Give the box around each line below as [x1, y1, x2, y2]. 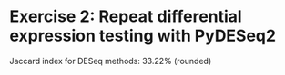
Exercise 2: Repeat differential [9, 6, 243, 27]
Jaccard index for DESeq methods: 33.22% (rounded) [9, 55, 212, 66]
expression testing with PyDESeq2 [9, 25, 276, 46]
